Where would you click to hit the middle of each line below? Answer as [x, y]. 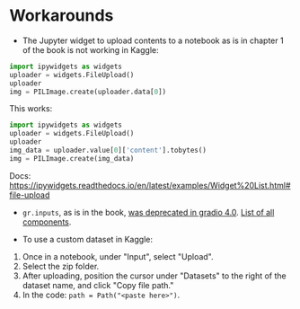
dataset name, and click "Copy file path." [98, 285]
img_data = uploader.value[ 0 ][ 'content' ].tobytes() [108, 150]
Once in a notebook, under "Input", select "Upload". [118, 256]
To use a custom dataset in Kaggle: [87, 239]
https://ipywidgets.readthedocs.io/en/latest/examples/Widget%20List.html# [150, 185]
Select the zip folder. [61, 266]
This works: [31, 109]
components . [47, 222]
